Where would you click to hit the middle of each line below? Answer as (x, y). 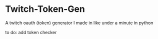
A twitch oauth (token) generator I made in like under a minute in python (79, 23)
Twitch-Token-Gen (45, 9)
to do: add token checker (31, 32)
